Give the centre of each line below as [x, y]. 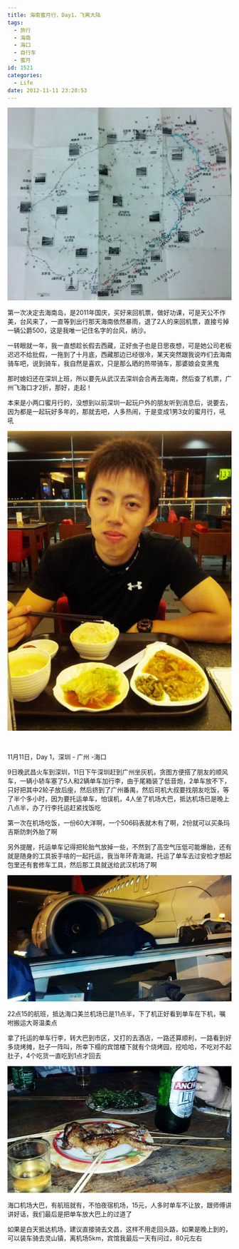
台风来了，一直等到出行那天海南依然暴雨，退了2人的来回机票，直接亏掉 [124, 321]
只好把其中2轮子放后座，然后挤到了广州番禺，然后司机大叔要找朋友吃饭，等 [118, 789]
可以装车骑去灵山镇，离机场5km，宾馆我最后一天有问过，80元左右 [105, 1238]
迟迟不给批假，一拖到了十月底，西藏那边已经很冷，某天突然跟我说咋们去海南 [119, 354]
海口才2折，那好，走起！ [56, 387]
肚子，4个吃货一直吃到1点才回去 [54, 1056]
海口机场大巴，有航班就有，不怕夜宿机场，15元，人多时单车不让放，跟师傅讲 [119, 1205]
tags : [15, 22]
